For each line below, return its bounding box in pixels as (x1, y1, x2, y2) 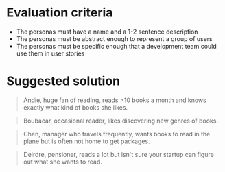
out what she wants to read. (23, 158, 102, 166)
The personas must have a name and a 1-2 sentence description (16, 27, 198, 36)
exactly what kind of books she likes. (23, 103, 128, 111)
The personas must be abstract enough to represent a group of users (16, 34, 213, 42)
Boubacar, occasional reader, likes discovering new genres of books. (23, 116, 219, 125)
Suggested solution (6, 73, 121, 89)
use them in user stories (16, 49, 85, 58)
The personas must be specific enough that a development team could (16, 42, 217, 50)
